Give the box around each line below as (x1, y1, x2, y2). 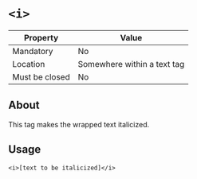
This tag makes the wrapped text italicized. (8, 119, 150, 129)
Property (23, 32, 59, 43)
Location (12, 58, 45, 69)
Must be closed (12, 71, 70, 82)
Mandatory (12, 45, 53, 56)
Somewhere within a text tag (77, 58, 185, 69)
